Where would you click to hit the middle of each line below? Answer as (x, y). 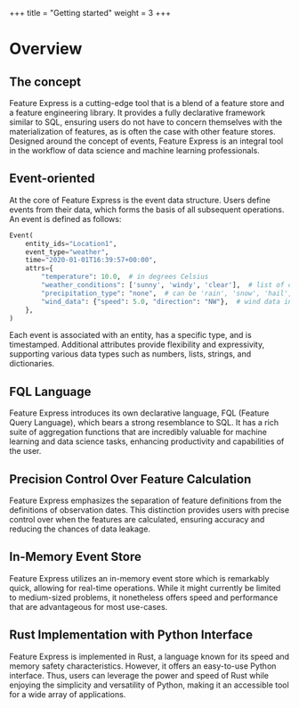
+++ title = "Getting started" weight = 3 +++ (90, 13)
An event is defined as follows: (65, 218)
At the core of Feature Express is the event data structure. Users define (140, 200)
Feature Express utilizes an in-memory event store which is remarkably (139, 578)
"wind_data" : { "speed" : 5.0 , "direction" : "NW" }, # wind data (161, 301)
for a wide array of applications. (68, 694)
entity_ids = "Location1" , (71, 243)
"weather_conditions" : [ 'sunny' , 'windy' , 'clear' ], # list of (163, 285)
